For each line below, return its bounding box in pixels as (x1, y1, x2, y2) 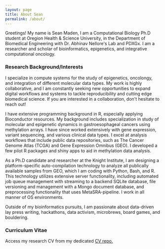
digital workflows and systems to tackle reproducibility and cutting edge (5, 90, 152, 97)
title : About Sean (5, 12, 43, 17)
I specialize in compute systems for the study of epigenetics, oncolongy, (5, 75, 153, 81)
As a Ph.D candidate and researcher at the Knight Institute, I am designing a (5, 157, 160, 163)
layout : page (5, 7, 32, 12)
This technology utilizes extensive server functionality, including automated (5, 173, 159, 179)
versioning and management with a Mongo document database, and (5, 184, 144, 189)
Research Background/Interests (5, 63, 83, 70)
